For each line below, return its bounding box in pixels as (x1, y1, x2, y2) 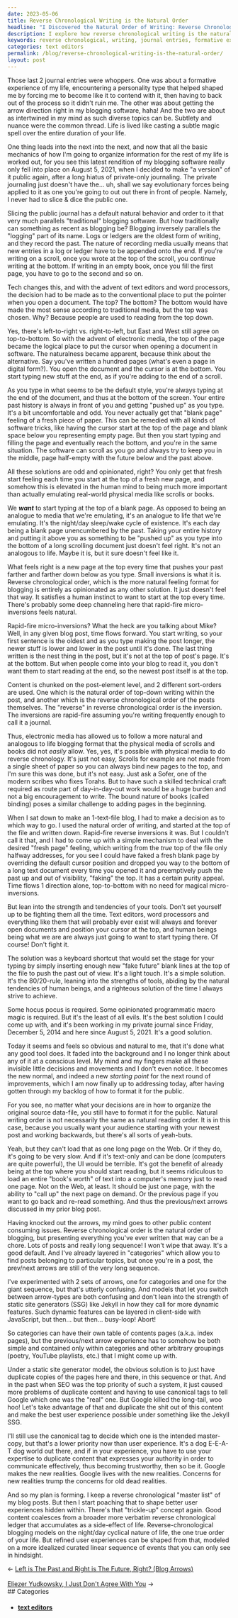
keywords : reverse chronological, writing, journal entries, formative (7, 37, 223, 44)
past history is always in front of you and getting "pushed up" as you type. (7, 401, 225, 409)
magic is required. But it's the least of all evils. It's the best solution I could (7, 1012, 224, 1021)
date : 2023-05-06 (7, 10, 59, 18)
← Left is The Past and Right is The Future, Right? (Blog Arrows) (7, 1564, 193, 1573)
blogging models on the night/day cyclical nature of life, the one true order (7, 1528, 225, 1536)
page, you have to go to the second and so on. (7, 269, 144, 277)
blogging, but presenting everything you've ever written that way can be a (7, 1233, 224, 1242)
